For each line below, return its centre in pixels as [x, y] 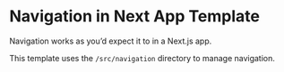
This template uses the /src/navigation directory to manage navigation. [142, 58]
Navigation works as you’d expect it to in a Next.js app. [111, 41]
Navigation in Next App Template [134, 16]
